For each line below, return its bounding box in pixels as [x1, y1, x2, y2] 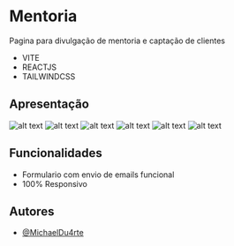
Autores [9, 204, 55, 219]
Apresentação [9, 97, 90, 112]
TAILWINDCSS [21, 71, 76, 81]
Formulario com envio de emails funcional [21, 169, 175, 180]
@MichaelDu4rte [21, 227, 84, 238]
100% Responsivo [21, 178, 88, 189]
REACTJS [21, 62, 57, 72]
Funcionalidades [9, 145, 103, 160]
